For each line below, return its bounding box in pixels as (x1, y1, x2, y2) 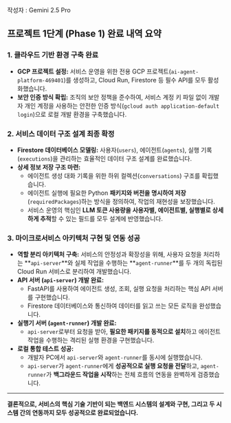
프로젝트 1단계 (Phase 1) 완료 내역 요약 (7, 28, 162, 40)
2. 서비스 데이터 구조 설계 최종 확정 (7, 129, 115, 139)
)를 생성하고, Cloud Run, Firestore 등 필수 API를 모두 (63, 76, 206, 84)
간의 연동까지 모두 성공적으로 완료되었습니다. (19, 409, 139, 417)
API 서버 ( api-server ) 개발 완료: (16, 276, 104, 284)
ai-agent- (170, 68, 199, 76)
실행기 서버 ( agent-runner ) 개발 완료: (16, 319, 117, 328)
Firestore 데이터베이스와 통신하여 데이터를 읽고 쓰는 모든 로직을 (27, 301, 198, 310)
